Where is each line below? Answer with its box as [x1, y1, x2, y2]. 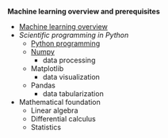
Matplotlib [30, 64, 64, 73]
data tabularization [42, 89, 104, 98]
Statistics [30, 122, 61, 132]
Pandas [30, 80, 56, 90]
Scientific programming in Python [18, 31, 129, 39]
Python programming [30, 39, 101, 48]
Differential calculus [30, 114, 97, 123]
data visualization [42, 73, 101, 81]
